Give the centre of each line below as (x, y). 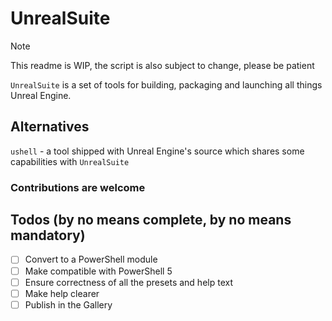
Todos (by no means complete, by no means (151, 220)
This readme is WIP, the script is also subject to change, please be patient (162, 65)
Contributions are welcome (78, 187)
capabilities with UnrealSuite (70, 161)
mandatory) (48, 235)
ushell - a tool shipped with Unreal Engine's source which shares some (157, 151)
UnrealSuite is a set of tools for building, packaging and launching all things (166, 84)
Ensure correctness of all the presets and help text (129, 282)
